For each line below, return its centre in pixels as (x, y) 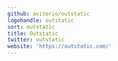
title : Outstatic (33, 33)
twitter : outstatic (36, 40)
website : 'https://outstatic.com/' (60, 46)
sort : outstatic (31, 27)
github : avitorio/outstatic (49, 14)
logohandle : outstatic (41, 20)
